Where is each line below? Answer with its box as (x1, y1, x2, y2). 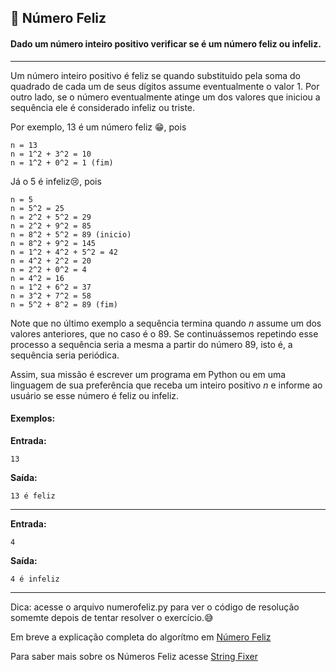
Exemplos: (10, 412, 56, 425)
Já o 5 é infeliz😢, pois (10, 175, 102, 187)
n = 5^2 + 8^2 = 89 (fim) (10, 299, 118, 310)
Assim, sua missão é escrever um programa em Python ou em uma (10, 368, 287, 380)
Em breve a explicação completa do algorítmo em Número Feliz (10, 631, 272, 643)
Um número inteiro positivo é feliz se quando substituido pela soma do (10, 69, 301, 81)
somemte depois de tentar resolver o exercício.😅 (10, 611, 214, 623)
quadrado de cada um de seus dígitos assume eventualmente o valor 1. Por (10, 80, 320, 92)
